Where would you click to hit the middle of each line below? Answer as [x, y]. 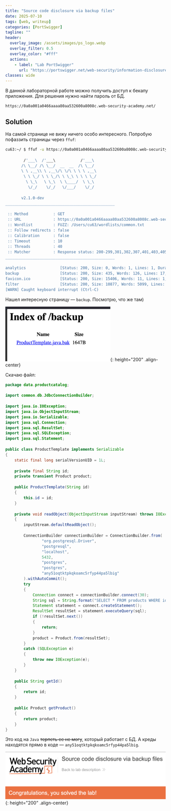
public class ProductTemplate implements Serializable [65, 450]
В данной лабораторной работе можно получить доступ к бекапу [77, 91]
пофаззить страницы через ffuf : [41, 139]
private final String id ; [42, 471]
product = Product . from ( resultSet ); [71, 638]
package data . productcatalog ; [37, 385]
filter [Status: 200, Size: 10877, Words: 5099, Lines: [85, 284]
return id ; [35, 692]
